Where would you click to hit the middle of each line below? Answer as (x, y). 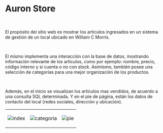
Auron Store (30, 9)
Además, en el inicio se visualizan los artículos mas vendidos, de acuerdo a (81, 91)
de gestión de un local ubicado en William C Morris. (57, 37)
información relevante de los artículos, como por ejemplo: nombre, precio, (80, 61)
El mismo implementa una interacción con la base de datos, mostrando (77, 56)
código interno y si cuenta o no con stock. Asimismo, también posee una (79, 67)
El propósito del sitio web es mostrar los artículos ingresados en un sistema (82, 32)
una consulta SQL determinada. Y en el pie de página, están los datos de (79, 96)
